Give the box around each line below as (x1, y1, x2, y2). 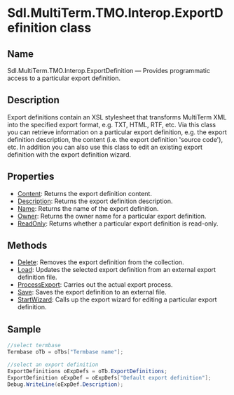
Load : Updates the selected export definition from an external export (17, 266, 216, 274)
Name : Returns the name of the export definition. (17, 204, 159, 212)
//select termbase (7, 342, 61, 349)
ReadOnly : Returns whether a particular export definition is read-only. (17, 219, 219, 228)
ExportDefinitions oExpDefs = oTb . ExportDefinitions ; (7, 368, 168, 375)
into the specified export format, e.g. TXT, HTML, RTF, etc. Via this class (7, 120, 216, 129)
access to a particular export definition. (7, 74, 121, 82)
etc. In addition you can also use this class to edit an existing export (7, 143, 203, 151)
